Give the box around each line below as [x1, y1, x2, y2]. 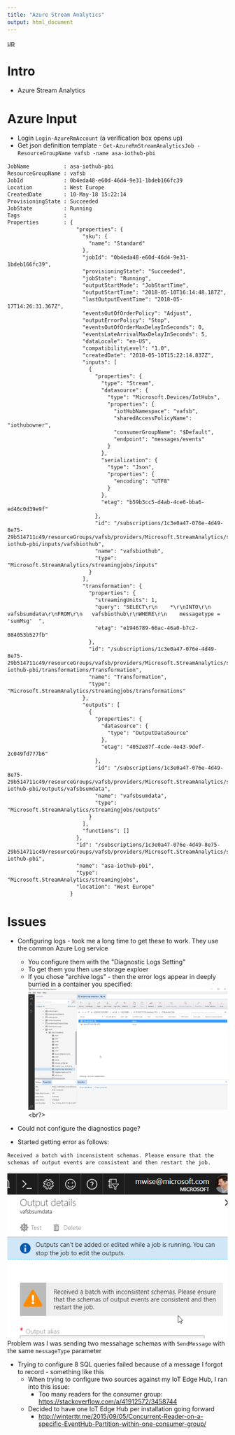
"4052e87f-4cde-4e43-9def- [126, 743, 205, 751]
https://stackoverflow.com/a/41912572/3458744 [38, 1397, 178, 1406]
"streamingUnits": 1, [94, 597, 158, 604]
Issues [7, 913, 47, 929]
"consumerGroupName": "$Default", [113, 429, 215, 436]
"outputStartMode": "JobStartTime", [82, 282, 190, 290]
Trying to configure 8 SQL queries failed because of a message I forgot [17, 1360, 223, 1369]
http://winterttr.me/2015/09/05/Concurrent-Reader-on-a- [38, 1412, 204, 1420]
